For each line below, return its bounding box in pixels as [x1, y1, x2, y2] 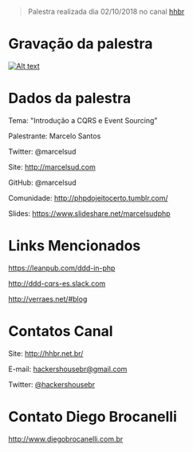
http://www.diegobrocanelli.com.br [8, 434, 124, 443]
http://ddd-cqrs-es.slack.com [8, 278, 106, 288]
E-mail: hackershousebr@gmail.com [8, 364, 128, 374]
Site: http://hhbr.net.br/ [8, 348, 84, 358]
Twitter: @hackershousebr [8, 379, 96, 389]
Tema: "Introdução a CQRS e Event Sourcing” [8, 115, 158, 125]
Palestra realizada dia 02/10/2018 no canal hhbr [27, 7, 185, 16]
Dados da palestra [8, 90, 132, 107]
